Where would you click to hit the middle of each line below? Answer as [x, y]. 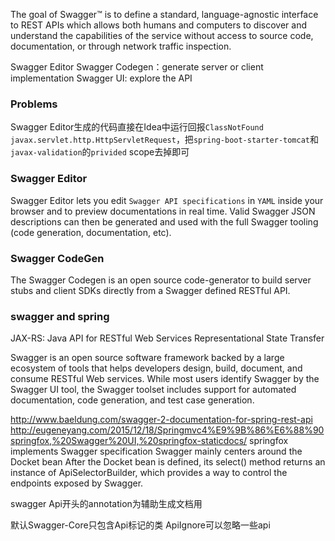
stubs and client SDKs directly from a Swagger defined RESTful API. [150, 290]
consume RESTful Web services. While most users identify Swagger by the [165, 379]
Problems [34, 104]
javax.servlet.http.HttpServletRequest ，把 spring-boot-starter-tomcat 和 [165, 140]
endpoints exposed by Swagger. [77, 483]
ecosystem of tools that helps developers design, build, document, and [156, 368]
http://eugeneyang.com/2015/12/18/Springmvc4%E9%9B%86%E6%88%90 [167, 430]
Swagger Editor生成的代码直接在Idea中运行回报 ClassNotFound [137, 127]
